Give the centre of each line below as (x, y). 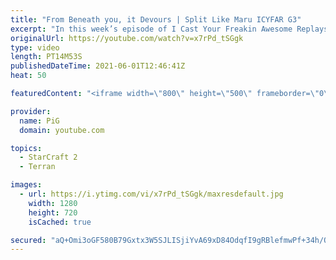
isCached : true (60, 222)
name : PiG (39, 121)
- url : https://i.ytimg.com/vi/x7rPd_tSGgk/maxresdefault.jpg (151, 194)
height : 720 (53, 212)
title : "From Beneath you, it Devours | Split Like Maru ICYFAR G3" (156, 19)
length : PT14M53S (46, 57)
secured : (28, 240)
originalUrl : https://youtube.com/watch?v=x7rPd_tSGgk (127, 38)
